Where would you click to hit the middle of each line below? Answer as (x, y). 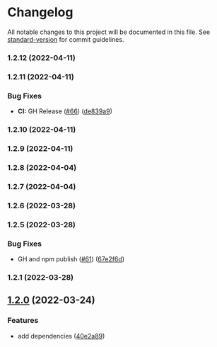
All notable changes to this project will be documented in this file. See (109, 32)
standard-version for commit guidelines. (66, 39)
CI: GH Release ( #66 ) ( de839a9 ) (65, 111)
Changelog (40, 12)
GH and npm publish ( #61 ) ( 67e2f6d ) (71, 258)
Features (23, 321)
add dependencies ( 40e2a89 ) (61, 336)
